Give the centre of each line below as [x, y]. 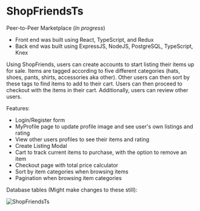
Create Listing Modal [41, 146]
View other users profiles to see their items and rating [82, 139]
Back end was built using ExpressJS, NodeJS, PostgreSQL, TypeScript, [104, 46]
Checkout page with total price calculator [67, 165]
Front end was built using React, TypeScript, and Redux [84, 39]
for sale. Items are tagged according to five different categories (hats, [93, 70]
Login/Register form [40, 120]
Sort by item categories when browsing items [72, 172]
